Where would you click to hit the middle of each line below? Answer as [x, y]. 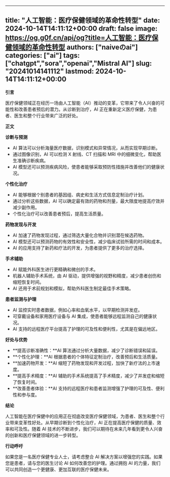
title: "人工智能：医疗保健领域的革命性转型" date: [83, 21]
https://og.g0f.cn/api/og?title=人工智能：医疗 [78, 38]
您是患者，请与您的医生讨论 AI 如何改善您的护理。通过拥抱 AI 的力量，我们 [83, 463]
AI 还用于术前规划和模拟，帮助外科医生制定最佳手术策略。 [73, 288]
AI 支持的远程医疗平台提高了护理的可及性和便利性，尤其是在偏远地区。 [86, 329]
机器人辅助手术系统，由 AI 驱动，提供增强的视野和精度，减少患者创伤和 [87, 275]
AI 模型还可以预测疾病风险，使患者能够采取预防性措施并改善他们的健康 [86, 167]
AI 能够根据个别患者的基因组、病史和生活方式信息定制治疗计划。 [80, 194]
